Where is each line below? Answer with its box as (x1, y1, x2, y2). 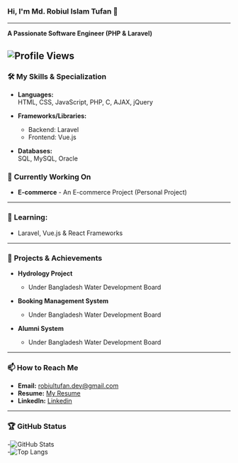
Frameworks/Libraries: (17, 111, 87, 120)
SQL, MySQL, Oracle (17, 154, 78, 163)
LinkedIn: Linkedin (17, 397, 72, 405)
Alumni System (17, 324, 64, 332)
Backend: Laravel (28, 125, 79, 134)
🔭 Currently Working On (7, 172, 91, 182)
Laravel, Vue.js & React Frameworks (17, 229, 123, 237)
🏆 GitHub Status (7, 422, 67, 432)
